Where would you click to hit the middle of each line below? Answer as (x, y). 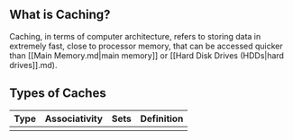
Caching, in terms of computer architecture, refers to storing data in (135, 36)
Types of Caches (58, 93)
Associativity (74, 118)
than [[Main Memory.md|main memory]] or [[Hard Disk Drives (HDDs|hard (146, 55)
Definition (162, 118)
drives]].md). (33, 65)
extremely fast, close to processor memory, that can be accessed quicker (146, 46)
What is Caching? (60, 15)
